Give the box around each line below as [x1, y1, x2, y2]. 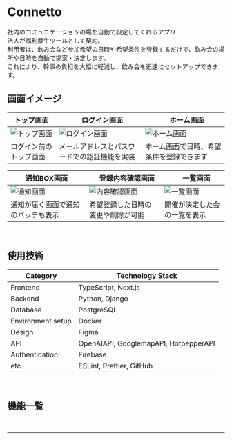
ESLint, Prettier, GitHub [78, 361, 153, 370]
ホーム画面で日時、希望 [145, 141, 222, 151]
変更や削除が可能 [89, 210, 145, 219]
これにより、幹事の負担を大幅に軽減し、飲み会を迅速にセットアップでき [7, 62, 213, 70]
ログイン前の [10, 141, 53, 151]
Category [25, 270, 57, 280]
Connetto [7, 4, 62, 20]
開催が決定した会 [164, 199, 220, 209]
